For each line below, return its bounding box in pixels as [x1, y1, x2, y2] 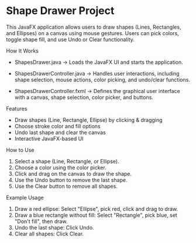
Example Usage [6, 194, 44, 201]
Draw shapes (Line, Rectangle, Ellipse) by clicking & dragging [14, 116, 163, 124]
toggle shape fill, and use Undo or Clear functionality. [6, 36, 135, 43]
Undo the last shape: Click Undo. [14, 224, 95, 231]
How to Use [6, 146, 35, 153]
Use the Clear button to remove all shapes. [14, 183, 118, 190]
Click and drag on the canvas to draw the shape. [14, 170, 132, 177]
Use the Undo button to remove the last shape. [14, 176, 128, 183]
